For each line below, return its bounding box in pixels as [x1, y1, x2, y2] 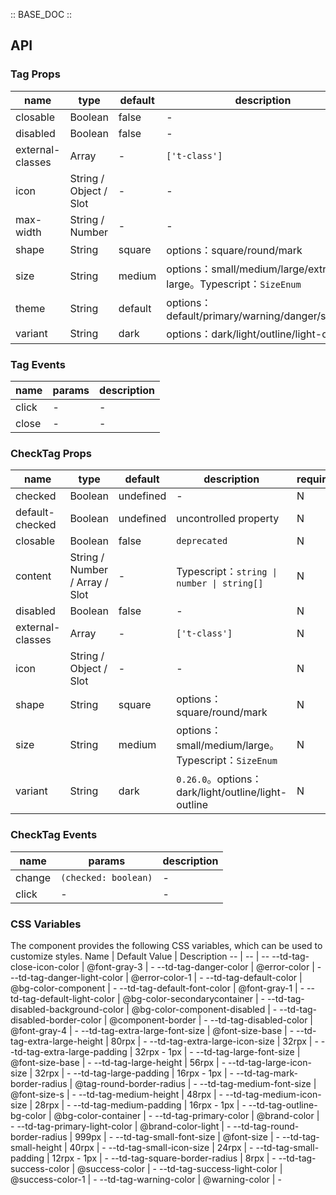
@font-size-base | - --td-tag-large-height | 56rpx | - [10, 1056, 227, 1068]
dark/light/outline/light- [176, 785, 288, 799]
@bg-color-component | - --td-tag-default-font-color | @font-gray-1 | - [10, 982, 305, 994]
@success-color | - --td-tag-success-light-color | [77, 1162, 283, 1174]
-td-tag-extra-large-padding [10, 1045, 128, 1058]
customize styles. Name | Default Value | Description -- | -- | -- [10, 950, 270, 962]
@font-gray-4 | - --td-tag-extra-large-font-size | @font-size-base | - [10, 1024, 295, 1036]
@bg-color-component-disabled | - [131, 1003, 278, 1015]
